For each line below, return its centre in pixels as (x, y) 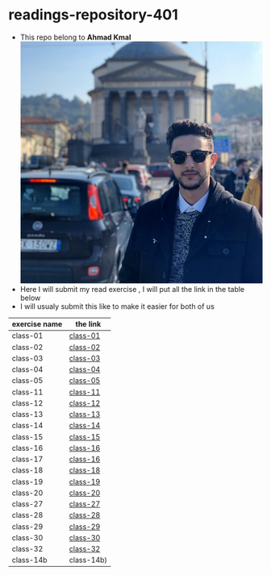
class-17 (27, 459)
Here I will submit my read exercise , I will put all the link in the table (132, 289)
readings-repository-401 (94, 15)
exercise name (37, 324)
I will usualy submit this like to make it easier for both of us (117, 306)
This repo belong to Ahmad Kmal (75, 37)
